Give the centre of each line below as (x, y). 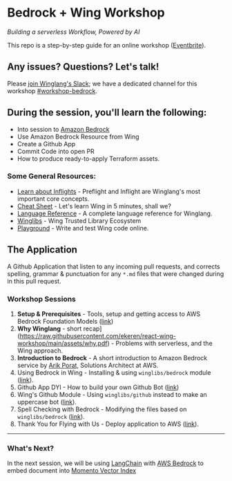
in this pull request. (34, 281)
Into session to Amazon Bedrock (63, 129)
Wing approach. (40, 351)
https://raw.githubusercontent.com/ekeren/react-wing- (98, 335)
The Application (42, 250)
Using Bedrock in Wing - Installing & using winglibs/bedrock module (114, 372)
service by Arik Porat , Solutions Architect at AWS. (88, 365)
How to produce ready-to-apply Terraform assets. (88, 158)
